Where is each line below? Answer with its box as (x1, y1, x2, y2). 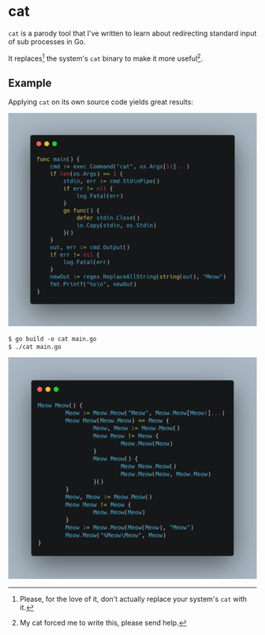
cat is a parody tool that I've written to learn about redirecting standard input (8, 28, 257, 38)
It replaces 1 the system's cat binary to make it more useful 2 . (8, 52, 203, 63)
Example (8, 76, 52, 89)
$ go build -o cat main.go (8, 335, 97, 343)
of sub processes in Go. (8, 36, 86, 46)
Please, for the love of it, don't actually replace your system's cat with (19, 594, 247, 603)
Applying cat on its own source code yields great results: (8, 97, 193, 107)
